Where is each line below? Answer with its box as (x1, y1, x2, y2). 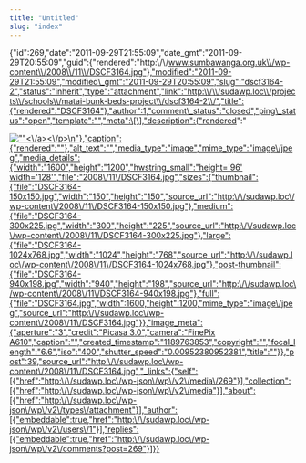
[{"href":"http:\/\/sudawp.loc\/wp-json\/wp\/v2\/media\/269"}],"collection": (9, 375, 291, 386)
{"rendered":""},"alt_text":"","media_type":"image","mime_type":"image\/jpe (9, 142, 293, 153)
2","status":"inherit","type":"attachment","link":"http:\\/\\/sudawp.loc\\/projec (9, 86, 296, 97)
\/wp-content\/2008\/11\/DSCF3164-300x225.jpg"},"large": (9, 229, 231, 240)
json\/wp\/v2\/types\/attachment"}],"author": (9, 404, 178, 416)
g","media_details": (9, 152, 80, 163)
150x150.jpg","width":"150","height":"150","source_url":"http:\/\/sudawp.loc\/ (9, 191, 295, 202)
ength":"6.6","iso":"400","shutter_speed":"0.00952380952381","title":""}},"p (9, 346, 294, 357)
